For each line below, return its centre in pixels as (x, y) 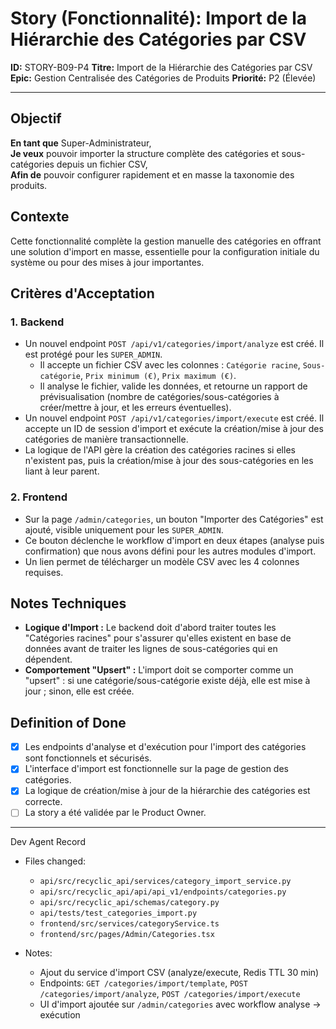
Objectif (36, 118)
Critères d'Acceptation (82, 293)
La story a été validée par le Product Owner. (115, 813)
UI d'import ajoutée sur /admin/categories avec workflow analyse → (180, 1004)
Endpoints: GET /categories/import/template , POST (143, 983)
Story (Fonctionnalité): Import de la (159, 18)
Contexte (40, 217)
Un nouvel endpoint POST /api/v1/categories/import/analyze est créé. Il (174, 344)
